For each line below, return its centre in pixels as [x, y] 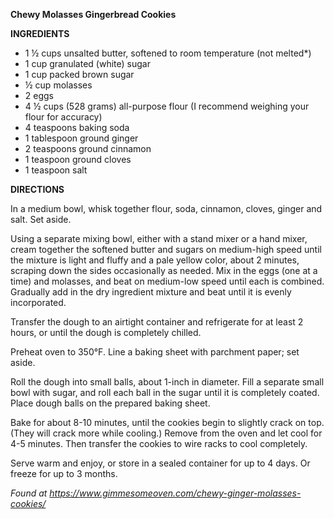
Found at [29, 493]
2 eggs [39, 95]
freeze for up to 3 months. [64, 473]
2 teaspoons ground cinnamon [88, 148]
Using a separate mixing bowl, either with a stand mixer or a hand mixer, [159, 238]
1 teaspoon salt [56, 170]
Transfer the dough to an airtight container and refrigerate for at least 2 [157, 322]
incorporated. [38, 302]
